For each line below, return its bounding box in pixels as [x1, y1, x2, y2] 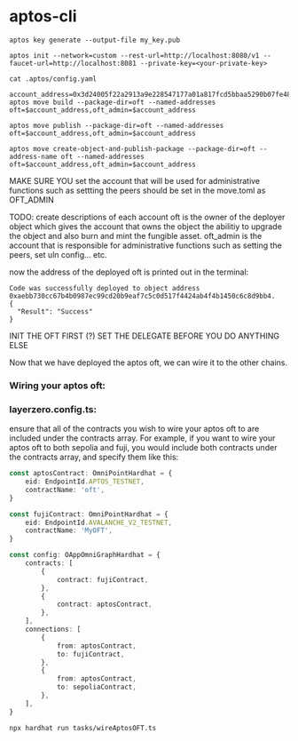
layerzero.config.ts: [9, 402, 98, 415]
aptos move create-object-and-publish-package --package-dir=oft [9, 144, 255, 153]
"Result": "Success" [17, 307, 93, 316]
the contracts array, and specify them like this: [9, 451, 179, 463]
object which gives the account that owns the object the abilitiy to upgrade [9, 220, 282, 232]
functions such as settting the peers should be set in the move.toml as [9, 185, 266, 195]
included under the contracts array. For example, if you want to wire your [9, 433, 276, 443]
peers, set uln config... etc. [9, 249, 107, 259]
